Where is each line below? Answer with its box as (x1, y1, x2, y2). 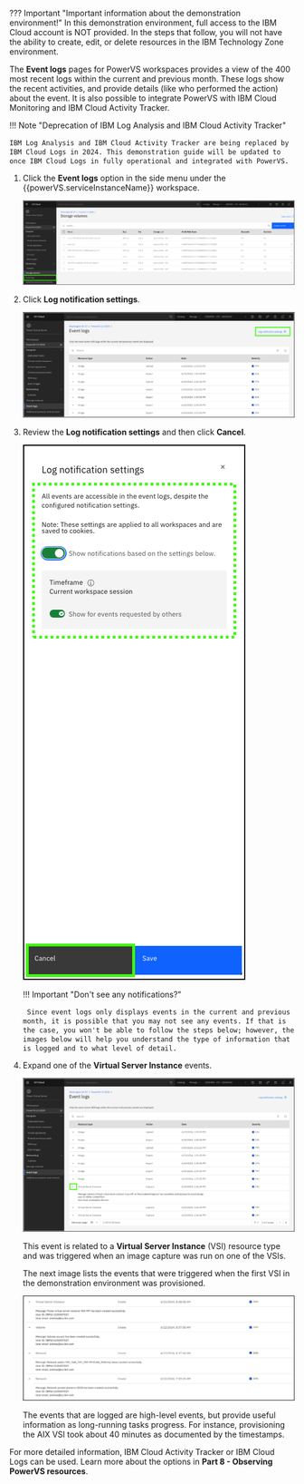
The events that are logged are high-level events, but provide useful (22, 1410, 276, 1421)
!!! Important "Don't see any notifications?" (22, 989, 182, 1000)
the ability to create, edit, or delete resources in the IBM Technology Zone (9, 36, 284, 47)
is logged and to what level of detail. (22, 1043, 177, 1053)
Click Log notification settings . (22, 294, 140, 305)
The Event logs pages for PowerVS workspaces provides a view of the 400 (9, 63, 291, 74)
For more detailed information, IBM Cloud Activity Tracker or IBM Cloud (9, 1446, 275, 1457)
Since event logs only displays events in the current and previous (26, 1007, 291, 1017)
